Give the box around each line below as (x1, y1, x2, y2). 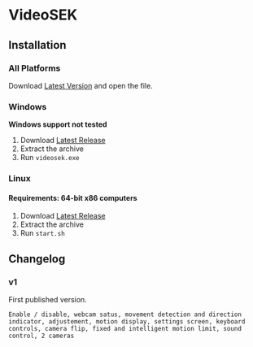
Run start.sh (20, 228, 65, 238)
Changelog (8, 252, 66, 266)
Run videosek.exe (20, 153, 80, 163)
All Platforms (8, 63, 61, 74)
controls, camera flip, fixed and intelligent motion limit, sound (8, 324, 242, 332)
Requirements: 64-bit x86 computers (8, 193, 137, 202)
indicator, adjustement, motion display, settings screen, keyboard (8, 317, 246, 326)
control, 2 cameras (8, 332, 75, 340)
